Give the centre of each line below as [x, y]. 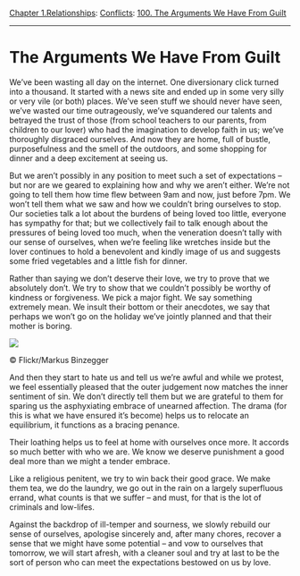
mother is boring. [41, 326]
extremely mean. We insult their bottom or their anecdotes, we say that [140, 307]
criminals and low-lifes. [52, 507]
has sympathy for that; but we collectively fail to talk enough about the [139, 223]
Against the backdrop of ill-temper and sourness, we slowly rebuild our [140, 524]
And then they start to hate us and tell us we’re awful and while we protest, [146, 377]
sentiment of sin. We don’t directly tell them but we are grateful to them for [146, 396]
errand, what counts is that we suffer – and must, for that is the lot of [135, 497]
